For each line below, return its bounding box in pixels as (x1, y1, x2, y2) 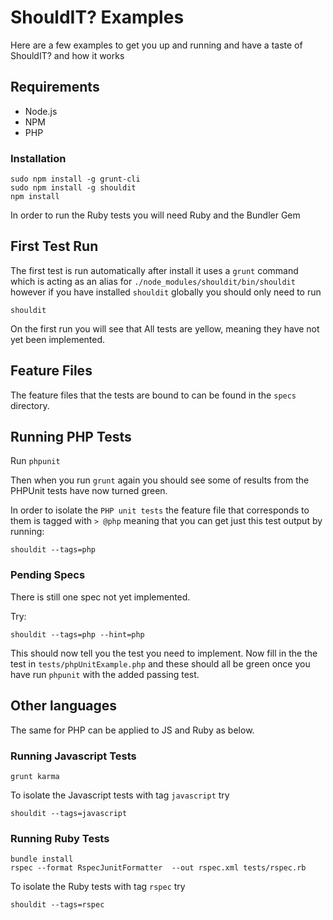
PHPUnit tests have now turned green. (10, 485, 168, 497)
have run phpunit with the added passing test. (10, 668, 200, 680)
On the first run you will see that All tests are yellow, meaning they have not (10, 322, 320, 335)
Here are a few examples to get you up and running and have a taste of (10, 39, 303, 51)
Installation (10, 151, 67, 165)
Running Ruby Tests (10, 831, 110, 845)
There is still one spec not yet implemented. (10, 591, 191, 603)
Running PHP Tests (10, 429, 132, 446)
